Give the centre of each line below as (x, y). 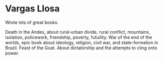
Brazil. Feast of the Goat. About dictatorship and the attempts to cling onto (81, 48)
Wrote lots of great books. (32, 22)
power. (12, 53)
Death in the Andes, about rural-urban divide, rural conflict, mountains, (78, 32)
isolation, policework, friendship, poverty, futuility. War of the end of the (79, 37)
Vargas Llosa (33, 9)
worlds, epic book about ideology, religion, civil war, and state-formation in (82, 42)
